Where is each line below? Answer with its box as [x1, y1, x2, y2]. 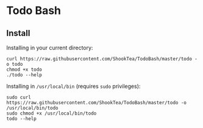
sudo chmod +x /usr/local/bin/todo [6, 110, 97, 116]
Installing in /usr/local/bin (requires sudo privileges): [6, 83, 141, 90]
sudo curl [6, 94, 32, 101]
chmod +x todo [6, 66, 43, 73]
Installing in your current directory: [6, 44, 93, 51]
